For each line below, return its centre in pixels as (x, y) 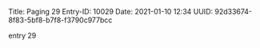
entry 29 (22, 36)
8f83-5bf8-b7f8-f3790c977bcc (60, 20)
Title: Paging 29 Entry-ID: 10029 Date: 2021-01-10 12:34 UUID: (111, 12)
